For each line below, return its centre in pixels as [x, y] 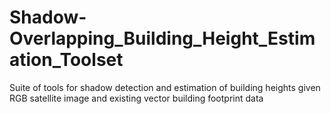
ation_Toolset [66, 60]
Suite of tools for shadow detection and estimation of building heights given [165, 87]
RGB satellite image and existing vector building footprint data [136, 98]
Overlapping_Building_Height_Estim [162, 38]
